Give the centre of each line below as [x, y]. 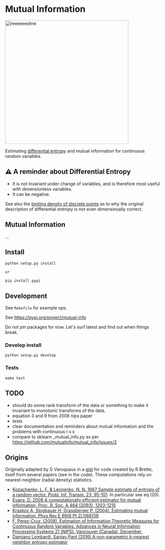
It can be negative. [31, 194]
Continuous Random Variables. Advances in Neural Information [76, 526]
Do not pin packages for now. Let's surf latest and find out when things [77, 327]
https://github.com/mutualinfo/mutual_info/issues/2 [65, 442]
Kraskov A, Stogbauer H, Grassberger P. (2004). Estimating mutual [80, 510]
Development [26, 296]
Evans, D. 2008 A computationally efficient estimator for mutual [77, 500]
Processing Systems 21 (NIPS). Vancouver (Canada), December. [77, 532]
